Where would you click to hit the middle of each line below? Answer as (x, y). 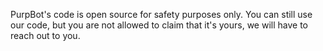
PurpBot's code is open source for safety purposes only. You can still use (161, 14)
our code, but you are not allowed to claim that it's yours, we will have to (159, 25)
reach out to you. (45, 35)
